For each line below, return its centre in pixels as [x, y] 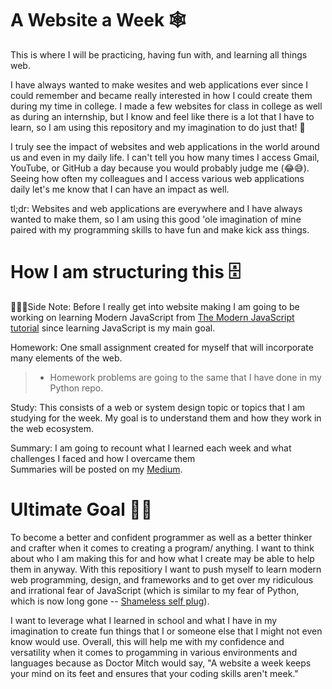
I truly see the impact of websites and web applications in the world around [165, 146]
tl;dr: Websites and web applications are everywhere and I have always [156, 208]
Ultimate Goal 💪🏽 [81, 509]
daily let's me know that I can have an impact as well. [120, 189]
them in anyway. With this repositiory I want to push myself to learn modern [166, 569]
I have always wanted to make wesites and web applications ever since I [159, 84]
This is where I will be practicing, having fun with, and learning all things [159, 54]
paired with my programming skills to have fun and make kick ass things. [160, 229]
